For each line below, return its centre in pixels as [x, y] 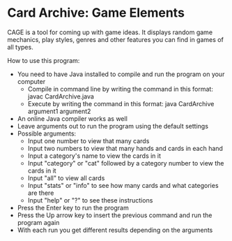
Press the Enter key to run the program [73, 207]
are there [41, 193]
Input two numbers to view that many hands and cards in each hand [125, 148]
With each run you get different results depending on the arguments [115, 230]
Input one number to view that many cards [88, 140]
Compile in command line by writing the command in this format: [121, 89]
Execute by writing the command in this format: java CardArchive [121, 103]
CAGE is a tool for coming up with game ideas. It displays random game [110, 32]
